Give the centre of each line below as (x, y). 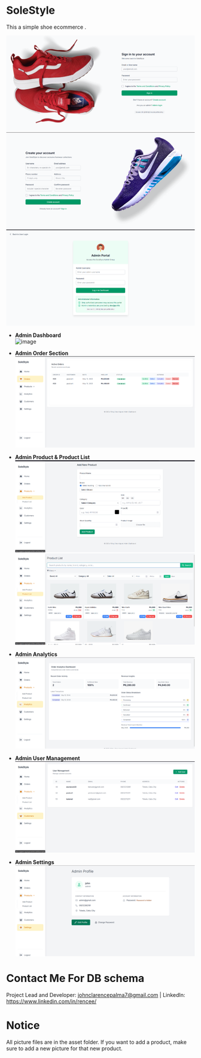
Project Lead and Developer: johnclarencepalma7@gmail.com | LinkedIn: (96, 995)
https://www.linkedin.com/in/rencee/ (51, 1001)
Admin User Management (47, 758)
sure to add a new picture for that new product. (64, 1048)
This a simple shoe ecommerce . (46, 27)
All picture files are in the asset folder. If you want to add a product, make (97, 1042)
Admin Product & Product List (52, 457)
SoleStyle (31, 10)
